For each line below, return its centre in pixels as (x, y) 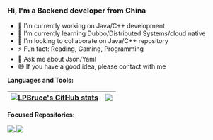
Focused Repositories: (41, 115)
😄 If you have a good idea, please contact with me (92, 66)
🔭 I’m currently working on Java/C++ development (91, 26)
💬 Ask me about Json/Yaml (57, 59)
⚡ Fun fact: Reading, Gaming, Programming (80, 49)
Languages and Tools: (41, 81)
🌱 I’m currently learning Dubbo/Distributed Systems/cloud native (111, 33)
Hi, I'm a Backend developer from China (77, 11)
